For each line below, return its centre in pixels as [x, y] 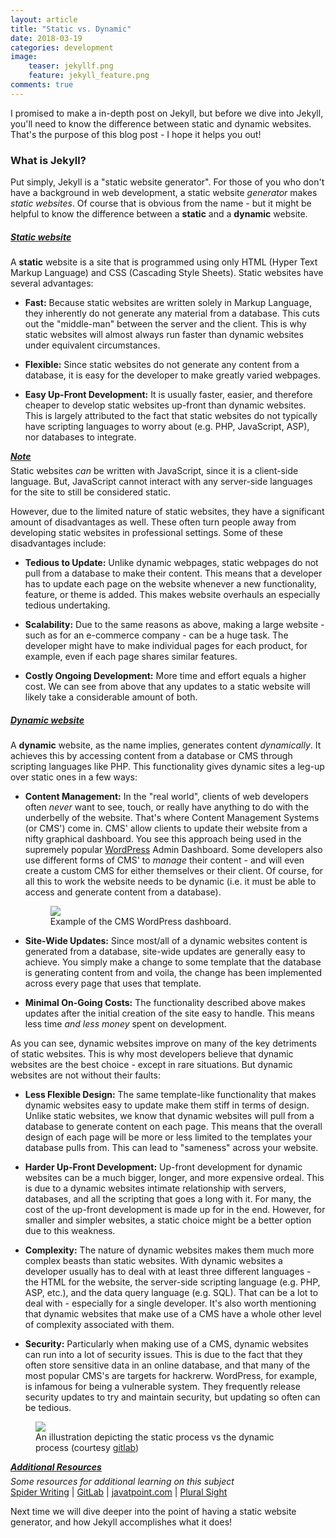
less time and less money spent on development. [125, 1023]
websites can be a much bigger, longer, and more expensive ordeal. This [174, 1177]
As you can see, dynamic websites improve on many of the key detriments [163, 1043]
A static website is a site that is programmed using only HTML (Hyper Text [164, 262]
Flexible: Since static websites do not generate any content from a [162, 365]
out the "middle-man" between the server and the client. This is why [165, 324]
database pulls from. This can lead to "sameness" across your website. [171, 1147]
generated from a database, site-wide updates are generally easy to [165, 951]
